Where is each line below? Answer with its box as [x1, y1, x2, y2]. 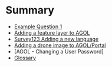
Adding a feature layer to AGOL [14, 29, 90, 36]
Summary [5, 4, 54, 17]
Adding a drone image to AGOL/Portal [14, 42, 106, 49]
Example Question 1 [14, 23, 62, 30]
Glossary [14, 54, 37, 61]
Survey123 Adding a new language [14, 35, 99, 42]
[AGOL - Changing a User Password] [14, 48, 104, 55]
